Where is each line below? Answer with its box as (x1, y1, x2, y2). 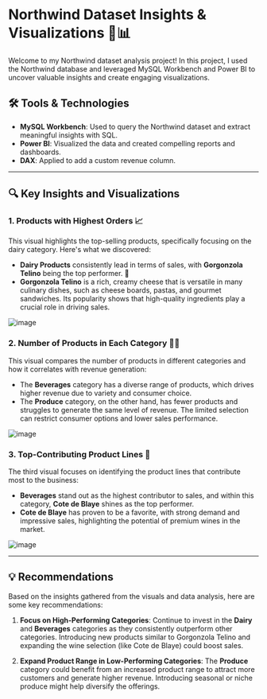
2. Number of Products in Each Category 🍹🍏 (8, 338, 180, 349)
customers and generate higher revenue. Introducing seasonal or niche (19, 673, 253, 682)
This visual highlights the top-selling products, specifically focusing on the (8, 236, 252, 246)
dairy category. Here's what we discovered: (8, 245, 151, 254)
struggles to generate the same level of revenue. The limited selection (19, 405, 249, 414)
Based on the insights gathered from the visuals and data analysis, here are (8, 591, 255, 601)
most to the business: (8, 476, 79, 485)
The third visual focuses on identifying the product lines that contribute (8, 467, 241, 476)
